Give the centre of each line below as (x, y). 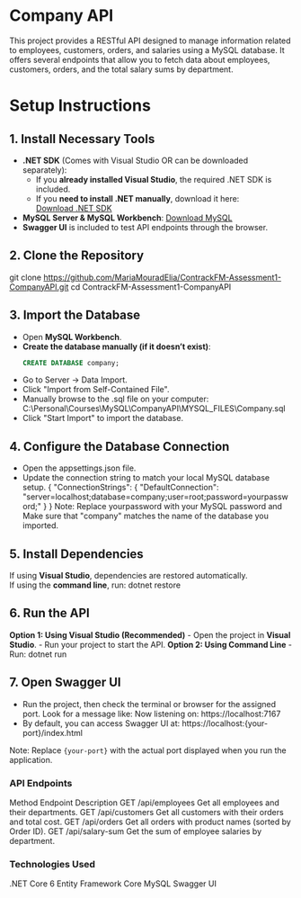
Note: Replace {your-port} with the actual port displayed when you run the (148, 750)
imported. (40, 525)
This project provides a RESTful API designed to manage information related (150, 40)
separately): (44, 170)
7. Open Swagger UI (65, 682)
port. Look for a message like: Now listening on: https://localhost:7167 (151, 714)
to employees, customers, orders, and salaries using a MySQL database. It (147, 49)
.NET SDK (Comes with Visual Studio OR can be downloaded (135, 160)
